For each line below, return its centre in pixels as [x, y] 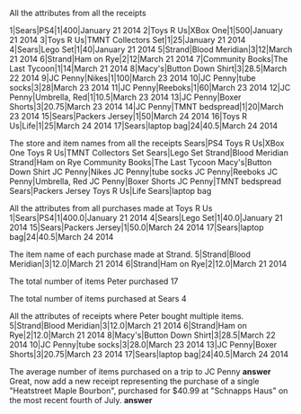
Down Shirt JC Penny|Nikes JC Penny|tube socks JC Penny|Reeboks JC [144, 172]
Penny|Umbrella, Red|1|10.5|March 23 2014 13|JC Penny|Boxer [125, 97]
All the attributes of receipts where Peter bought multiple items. [127, 316]
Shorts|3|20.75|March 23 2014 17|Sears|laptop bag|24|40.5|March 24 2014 [149, 354]
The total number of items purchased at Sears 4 [98, 299]
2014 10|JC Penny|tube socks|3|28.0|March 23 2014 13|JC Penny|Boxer [143, 344]
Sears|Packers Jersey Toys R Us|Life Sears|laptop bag [111, 191]
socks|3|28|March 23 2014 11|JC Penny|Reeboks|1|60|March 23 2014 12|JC [150, 88]
